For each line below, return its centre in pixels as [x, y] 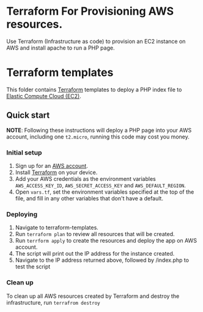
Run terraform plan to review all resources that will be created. [95, 234]
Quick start [28, 116]
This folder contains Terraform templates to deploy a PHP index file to [94, 89]
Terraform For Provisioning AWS [90, 11]
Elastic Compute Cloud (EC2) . [44, 96]
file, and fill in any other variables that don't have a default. [89, 198]
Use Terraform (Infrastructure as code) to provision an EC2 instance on [96, 41]
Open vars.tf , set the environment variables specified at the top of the [105, 192]
